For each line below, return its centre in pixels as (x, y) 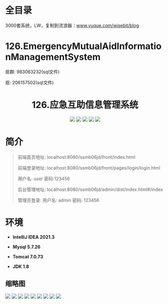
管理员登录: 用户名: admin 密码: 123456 (58, 200)
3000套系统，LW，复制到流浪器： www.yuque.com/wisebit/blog (72, 25)
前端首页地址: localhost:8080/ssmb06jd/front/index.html (76, 157)
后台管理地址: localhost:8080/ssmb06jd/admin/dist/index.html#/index (90, 189)
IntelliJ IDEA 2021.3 (33, 237)
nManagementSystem (53, 57)
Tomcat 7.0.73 (28, 256)
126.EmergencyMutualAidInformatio (83, 46)
